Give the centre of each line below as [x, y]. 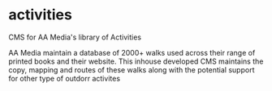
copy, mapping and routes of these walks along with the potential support [132, 69]
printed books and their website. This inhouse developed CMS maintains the [136, 61]
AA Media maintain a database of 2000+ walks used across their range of [132, 52]
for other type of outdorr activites [64, 78]
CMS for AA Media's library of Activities [75, 37]
